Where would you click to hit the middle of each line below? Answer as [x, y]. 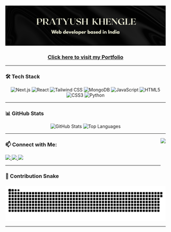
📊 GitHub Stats [25, 113]
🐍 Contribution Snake [32, 176]
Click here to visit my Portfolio [85, 57]
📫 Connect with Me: [31, 144]
